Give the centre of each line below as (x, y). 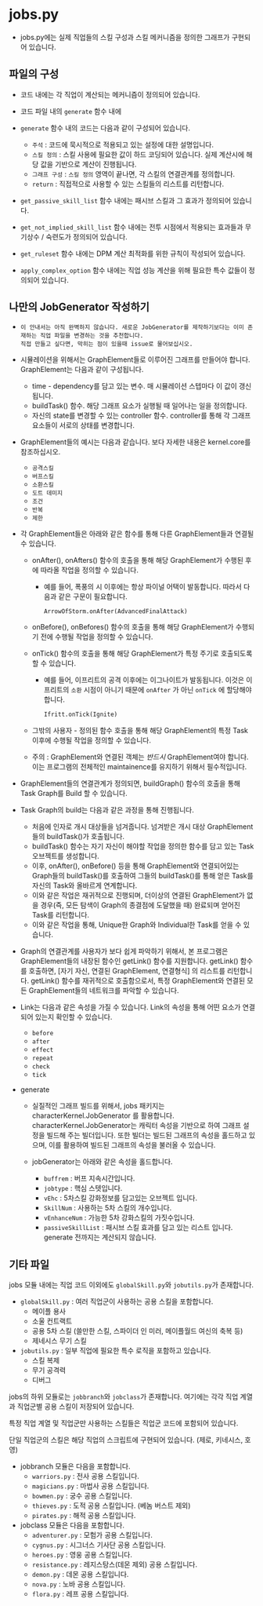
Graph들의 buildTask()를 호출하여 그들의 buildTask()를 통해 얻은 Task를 (142, 876)
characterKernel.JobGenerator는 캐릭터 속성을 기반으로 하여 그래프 (137, 1126)
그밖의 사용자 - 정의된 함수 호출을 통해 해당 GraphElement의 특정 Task (140, 731)
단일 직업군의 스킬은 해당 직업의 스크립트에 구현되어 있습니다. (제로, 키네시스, (126, 1440)
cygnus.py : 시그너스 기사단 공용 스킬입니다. (99, 1545)
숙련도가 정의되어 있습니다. (86, 236)
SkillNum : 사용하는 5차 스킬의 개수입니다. (108, 1208)
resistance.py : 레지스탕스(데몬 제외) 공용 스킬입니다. (115, 1564)
